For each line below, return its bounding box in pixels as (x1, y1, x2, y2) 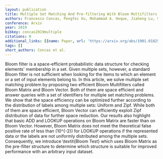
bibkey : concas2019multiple (5, 30, 62, 34)
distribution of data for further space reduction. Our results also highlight (5, 112, 150, 118)
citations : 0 (5, 34, 32, 39)
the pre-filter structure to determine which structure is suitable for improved (5, 143, 157, 149)
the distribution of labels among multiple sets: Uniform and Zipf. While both (5, 102, 155, 108)
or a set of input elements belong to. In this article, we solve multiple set (5, 76, 149, 82)
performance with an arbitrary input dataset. (5, 148, 94, 154)
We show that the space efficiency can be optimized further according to (5, 97, 151, 103)
